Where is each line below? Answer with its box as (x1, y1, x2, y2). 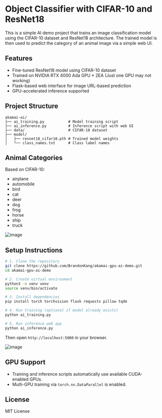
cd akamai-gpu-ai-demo (5, 268, 51, 273)
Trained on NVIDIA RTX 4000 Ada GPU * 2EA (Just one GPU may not (12, 72, 152, 78)
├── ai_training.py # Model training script (5, 119, 119, 124)
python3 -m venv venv (5, 281, 49, 286)
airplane (12, 176, 29, 182)
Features (5, 55, 33, 63)
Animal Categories (5, 153, 63, 162)
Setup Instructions (5, 246, 63, 254)
